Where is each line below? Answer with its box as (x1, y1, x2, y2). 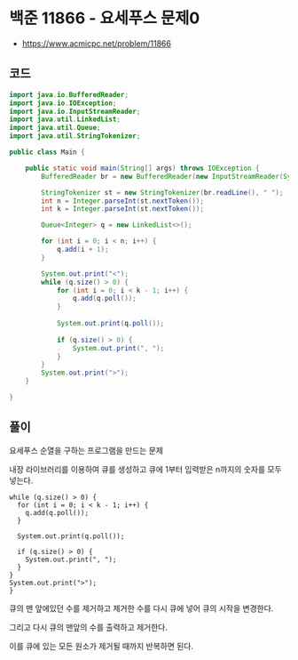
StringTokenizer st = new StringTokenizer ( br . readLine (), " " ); (41, 188, 284, 197)
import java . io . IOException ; (9, 99, 117, 108)
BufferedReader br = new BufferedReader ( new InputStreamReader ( (41, 172, 284, 181)
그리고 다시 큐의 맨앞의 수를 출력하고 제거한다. (9, 622, 169, 632)
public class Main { (9, 148, 86, 157)
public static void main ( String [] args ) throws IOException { (25, 164, 260, 173)
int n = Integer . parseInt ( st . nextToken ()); (41, 197, 204, 205)
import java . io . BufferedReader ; (9, 90, 129, 99)
